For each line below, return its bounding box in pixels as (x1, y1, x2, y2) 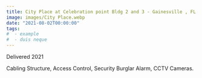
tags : (6, 25, 20, 32)
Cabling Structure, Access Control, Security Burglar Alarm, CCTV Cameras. (6, 65, 194, 72)
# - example (6, 31, 39, 37)
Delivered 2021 (6, 53, 44, 60)
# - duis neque (6, 37, 47, 43)
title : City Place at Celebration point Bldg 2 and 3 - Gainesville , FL (6, 8, 197, 15)
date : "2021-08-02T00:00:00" (6, 20, 80, 26)
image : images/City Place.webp (6, 14, 85, 20)
